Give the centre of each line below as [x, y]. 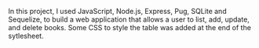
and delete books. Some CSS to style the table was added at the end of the [129, 27]
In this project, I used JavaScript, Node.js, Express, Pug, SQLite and [117, 11]
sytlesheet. [26, 36]
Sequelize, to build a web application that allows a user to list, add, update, [129, 19]
